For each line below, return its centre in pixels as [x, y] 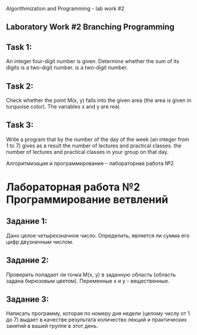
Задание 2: [27, 260]
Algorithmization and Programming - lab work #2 [65, 9]
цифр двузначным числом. [40, 242]
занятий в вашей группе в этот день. [52, 326]
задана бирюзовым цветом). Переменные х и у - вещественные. [88, 281]
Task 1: [19, 47]
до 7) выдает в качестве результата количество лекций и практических [96, 320]
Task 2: [20, 86]
